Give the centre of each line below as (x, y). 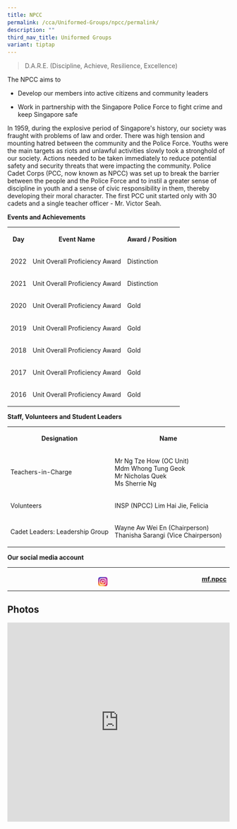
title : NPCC (25, 15)
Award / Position (152, 239)
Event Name (77, 239)
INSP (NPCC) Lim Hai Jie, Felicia (162, 505)
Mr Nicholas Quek (141, 476)
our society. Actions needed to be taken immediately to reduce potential (112, 159)
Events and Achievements (47, 217)
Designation (60, 438)
